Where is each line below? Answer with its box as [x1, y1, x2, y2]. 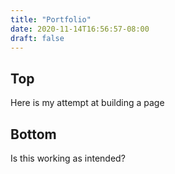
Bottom [10, 126, 57, 143]
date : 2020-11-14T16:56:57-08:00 [10, 24, 150, 34]
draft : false [10, 33, 65, 43]
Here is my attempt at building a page [10, 97, 165, 109]
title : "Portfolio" [10, 14, 92, 25]
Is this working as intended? [10, 152, 126, 164]
